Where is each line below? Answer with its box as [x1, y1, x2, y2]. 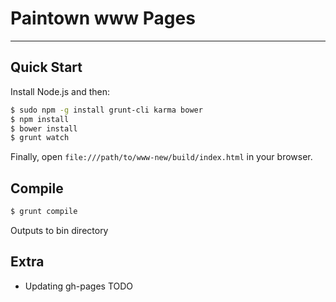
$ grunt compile [10, 207, 78, 217]
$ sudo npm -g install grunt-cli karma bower [10, 105, 203, 115]
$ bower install [10, 123, 78, 134]
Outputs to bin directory [10, 224, 109, 236]
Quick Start [10, 59, 83, 76]
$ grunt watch [10, 133, 70, 143]
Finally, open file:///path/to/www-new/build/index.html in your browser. [10, 151, 313, 163]
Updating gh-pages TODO [24, 280, 134, 292]
